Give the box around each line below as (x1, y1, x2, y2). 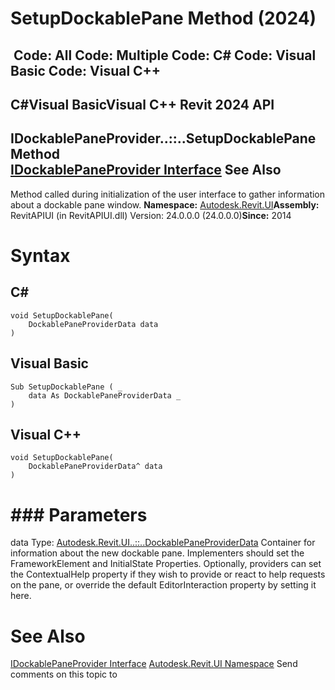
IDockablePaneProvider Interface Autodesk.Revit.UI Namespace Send (10, 658, 298, 670)
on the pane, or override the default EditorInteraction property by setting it (10, 579, 317, 591)
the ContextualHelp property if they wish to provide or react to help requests (10, 568, 326, 581)
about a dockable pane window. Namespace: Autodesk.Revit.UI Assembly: (10, 198, 320, 211)
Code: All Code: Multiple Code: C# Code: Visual (13, 47, 317, 64)
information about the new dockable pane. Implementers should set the (10, 547, 305, 559)
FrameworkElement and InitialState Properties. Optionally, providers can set (10, 558, 322, 570)
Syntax (10, 244, 71, 267)
